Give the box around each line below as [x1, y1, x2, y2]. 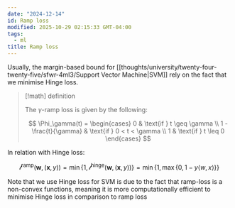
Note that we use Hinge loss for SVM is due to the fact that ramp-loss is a [7, 177, 223, 185]
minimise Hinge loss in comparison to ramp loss [7, 192, 148, 201]
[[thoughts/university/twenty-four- [116, 63, 217, 71]
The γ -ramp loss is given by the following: [24, 106, 148, 114]
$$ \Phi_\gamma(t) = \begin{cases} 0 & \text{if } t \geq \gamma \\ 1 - [28, 119, 229, 128]
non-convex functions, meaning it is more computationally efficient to [7, 185, 211, 193]
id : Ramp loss [7, 17, 50, 24]
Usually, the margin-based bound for [7, 63, 115, 71]
